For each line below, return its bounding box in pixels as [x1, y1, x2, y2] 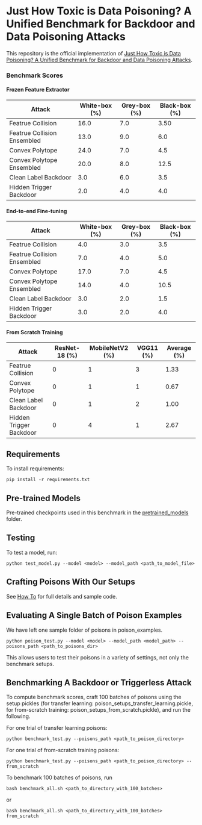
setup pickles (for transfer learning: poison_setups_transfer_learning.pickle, [6, 700, 194, 707]
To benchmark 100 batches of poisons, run [6, 774, 112, 781]
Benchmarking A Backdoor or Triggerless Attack [6, 677, 192, 688]
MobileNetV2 [89, 344, 129, 352]
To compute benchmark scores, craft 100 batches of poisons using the [6, 694, 182, 701]
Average [167, 344, 192, 352]
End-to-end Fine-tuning [6, 207, 67, 214]
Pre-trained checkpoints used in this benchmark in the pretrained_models [6, 509, 189, 516]
